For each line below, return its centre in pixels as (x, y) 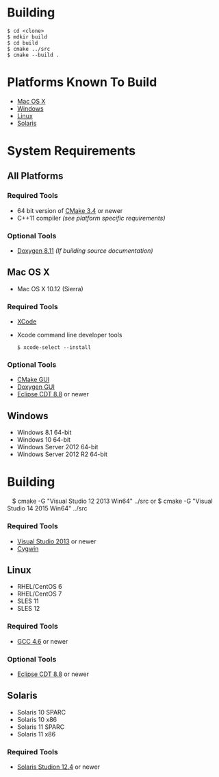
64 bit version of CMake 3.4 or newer (70, 210)
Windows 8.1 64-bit (44, 432)
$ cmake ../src (29, 49)
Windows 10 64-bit (43, 440)
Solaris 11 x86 (36, 734)
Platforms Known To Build (82, 82)
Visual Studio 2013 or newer (56, 541)
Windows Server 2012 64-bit (57, 447)
